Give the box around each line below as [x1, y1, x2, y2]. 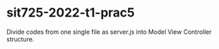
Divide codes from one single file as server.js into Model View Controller [6, 28, 212, 36]
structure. [6, 35, 35, 43]
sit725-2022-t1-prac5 [6, 5, 135, 21]
